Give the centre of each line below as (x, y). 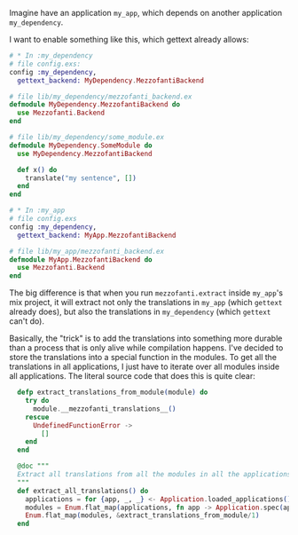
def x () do (37, 169)
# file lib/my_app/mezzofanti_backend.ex (87, 251)
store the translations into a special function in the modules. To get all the (143, 358)
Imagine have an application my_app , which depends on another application (145, 13)
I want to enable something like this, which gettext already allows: (129, 39)
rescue (37, 417)
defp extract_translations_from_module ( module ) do (113, 393)
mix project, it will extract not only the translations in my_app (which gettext (146, 303)
